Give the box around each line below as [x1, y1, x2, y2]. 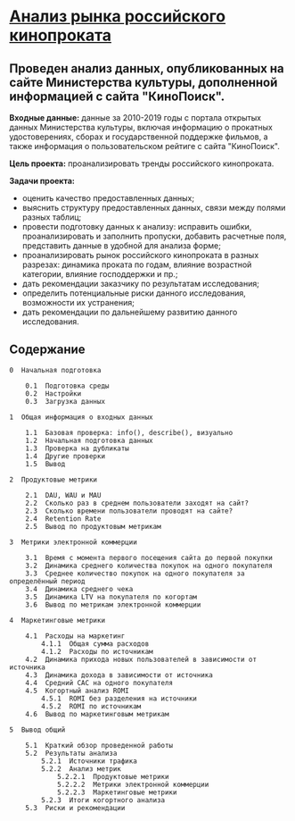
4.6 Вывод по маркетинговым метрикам [25, 709, 169, 718]
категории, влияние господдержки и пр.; [21, 269, 178, 279]
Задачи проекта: [9, 176, 76, 186]
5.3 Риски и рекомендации [25, 803, 126, 812]
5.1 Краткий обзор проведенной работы [25, 741, 174, 750]
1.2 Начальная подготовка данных [25, 436, 153, 445]
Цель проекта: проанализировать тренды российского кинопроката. [9, 158, 275, 169]
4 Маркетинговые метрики [9, 616, 105, 624]
